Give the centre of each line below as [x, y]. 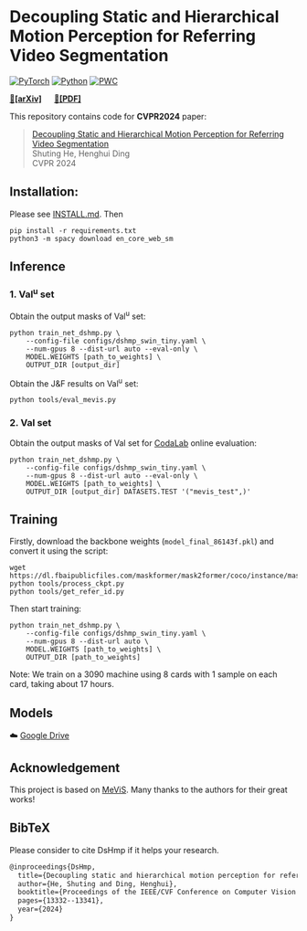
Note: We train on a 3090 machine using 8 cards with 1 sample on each [143, 674]
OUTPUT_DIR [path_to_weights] [84, 658]
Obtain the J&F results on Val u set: [74, 383]
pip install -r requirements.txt [73, 230]
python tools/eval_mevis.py [63, 400]
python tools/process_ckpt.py [67, 584]
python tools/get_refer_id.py [67, 592]
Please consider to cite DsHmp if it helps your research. [114, 850]
